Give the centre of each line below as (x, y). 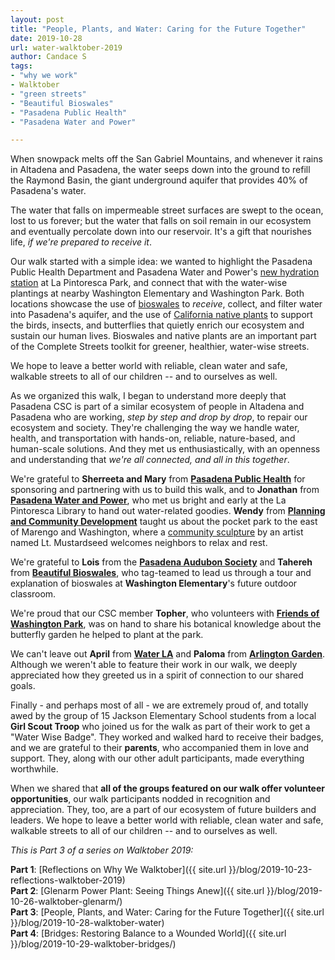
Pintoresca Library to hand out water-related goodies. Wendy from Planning (168, 511)
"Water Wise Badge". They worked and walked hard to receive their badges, (167, 737)
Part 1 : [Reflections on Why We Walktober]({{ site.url (118, 870)
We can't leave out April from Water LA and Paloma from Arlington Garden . (168, 654)
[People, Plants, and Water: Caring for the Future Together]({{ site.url (182, 912)
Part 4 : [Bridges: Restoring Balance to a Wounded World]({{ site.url (148, 933)
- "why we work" (44, 76)
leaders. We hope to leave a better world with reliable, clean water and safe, (167, 820)
